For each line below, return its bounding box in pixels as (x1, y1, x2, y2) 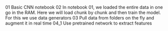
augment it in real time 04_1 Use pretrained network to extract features (5, 20, 152, 26)
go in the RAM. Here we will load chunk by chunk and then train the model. (5, 9, 161, 15)
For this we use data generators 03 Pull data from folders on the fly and (5, 15, 154, 20)
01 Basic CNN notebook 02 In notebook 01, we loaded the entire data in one (5, 4, 163, 10)
